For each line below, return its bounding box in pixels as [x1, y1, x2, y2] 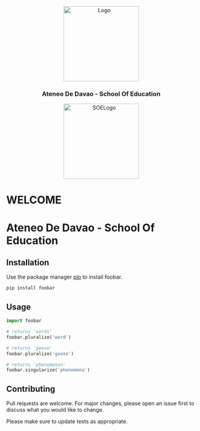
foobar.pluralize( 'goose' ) [6, 350, 74, 357]
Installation [6, 258, 49, 268]
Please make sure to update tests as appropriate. [6, 418, 128, 425]
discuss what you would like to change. [6, 406, 104, 414]
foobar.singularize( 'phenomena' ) [6, 367, 90, 373]
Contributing [6, 383, 55, 394]
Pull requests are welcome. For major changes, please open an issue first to [6, 400, 195, 407]
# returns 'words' [6, 329, 52, 335]
